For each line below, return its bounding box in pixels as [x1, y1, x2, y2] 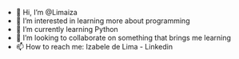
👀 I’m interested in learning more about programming [15, 16, 190, 26]
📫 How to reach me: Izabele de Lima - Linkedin [15, 42, 173, 51]
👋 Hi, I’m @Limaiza [15, 8, 78, 17]
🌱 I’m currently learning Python [15, 25, 118, 33]
